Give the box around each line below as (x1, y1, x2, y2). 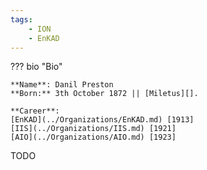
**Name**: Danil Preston (10, 80, 114, 90)
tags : (10, 14, 33, 25)
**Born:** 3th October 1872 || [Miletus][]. (10, 89, 199, 99)
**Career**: (10, 106, 60, 116)
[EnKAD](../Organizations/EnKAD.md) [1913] (10, 115, 195, 125)
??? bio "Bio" (10, 61, 63, 73)
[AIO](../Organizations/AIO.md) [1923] (10, 132, 177, 143)
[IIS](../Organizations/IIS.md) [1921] (10, 124, 177, 134)
